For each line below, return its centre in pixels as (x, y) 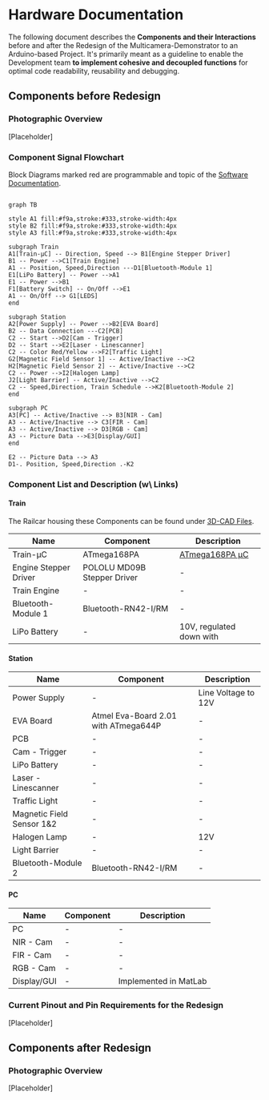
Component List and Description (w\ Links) (93, 484)
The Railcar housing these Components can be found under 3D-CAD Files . (131, 522)
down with (199, 637)
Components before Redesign (85, 97)
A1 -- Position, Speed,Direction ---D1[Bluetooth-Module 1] (111, 268)
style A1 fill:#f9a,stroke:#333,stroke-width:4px (93, 219)
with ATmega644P (126, 726)
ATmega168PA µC (214, 554)
